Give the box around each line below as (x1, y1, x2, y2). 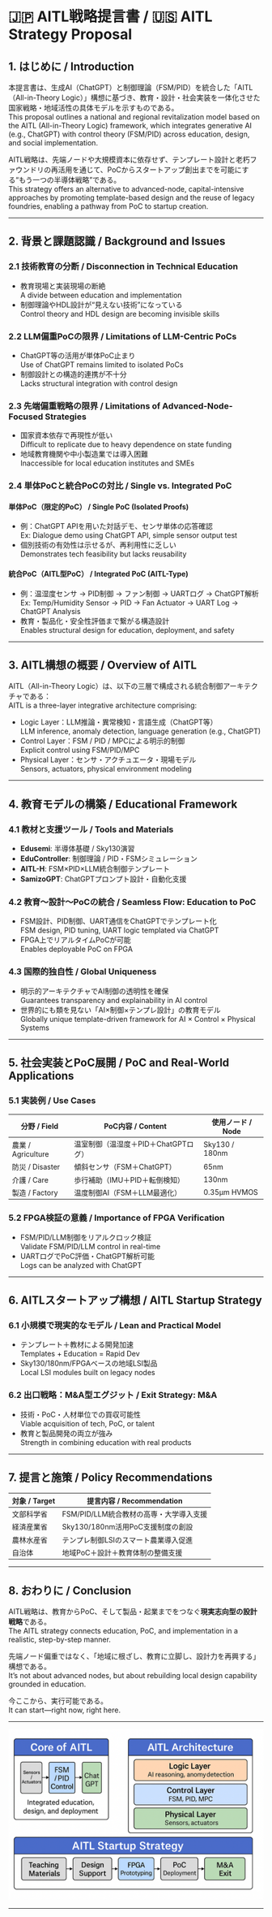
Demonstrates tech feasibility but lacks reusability (19, 549, 187, 559)
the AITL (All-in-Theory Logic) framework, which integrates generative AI (8, 121, 253, 130)
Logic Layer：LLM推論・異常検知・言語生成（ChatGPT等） (19, 717, 218, 727)
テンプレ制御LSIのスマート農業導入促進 (62, 1534, 193, 1544)
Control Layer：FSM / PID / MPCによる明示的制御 (19, 736, 185, 746)
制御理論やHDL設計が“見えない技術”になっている (19, 300, 183, 309)
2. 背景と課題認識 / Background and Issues (8, 235, 226, 249)
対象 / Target (11, 1495, 56, 1505)
